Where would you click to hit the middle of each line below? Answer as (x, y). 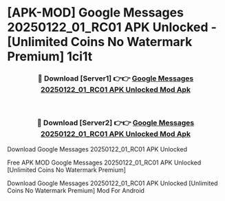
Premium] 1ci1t (50, 57)
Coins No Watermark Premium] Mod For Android (76, 190)
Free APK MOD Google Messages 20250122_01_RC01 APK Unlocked (104, 162)
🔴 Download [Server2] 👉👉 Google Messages (116, 123)
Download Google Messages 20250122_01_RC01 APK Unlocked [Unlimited (112, 183)
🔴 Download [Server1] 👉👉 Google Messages (116, 78)
